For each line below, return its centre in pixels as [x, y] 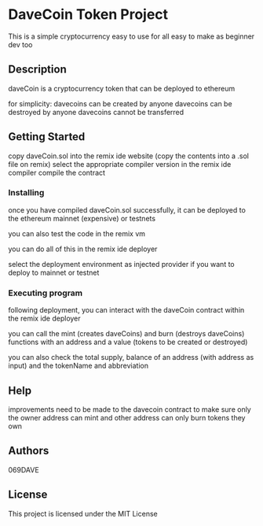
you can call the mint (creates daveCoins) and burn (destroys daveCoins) [126, 334]
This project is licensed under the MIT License [83, 513]
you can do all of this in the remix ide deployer [83, 249]
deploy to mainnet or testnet [54, 272]
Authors [29, 451]
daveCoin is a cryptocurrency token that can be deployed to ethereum [122, 88]
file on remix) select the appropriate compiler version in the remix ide [120, 164]
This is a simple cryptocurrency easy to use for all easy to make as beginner [131, 36]
